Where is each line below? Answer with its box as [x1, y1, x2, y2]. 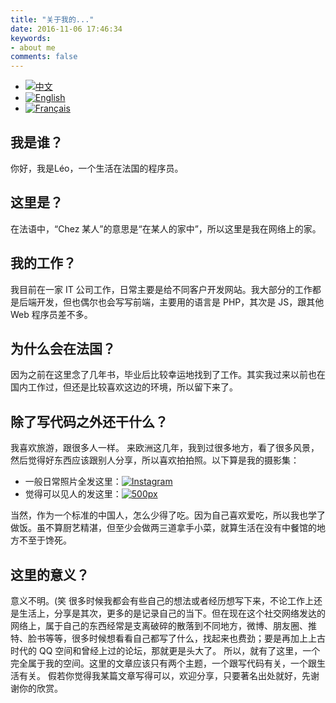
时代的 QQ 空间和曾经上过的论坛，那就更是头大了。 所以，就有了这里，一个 [10, 645, 321, 656]
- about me [10, 42, 56, 53]
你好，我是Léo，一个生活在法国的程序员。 [10, 162, 184, 174]
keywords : [10, 33, 52, 43]
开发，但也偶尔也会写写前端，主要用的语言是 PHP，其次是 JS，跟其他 [36, 296, 325, 308]
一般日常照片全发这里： [24, 476, 122, 488]
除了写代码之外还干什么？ [10, 413, 168, 430]
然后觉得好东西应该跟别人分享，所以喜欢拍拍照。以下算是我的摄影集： [10, 454, 300, 466]
